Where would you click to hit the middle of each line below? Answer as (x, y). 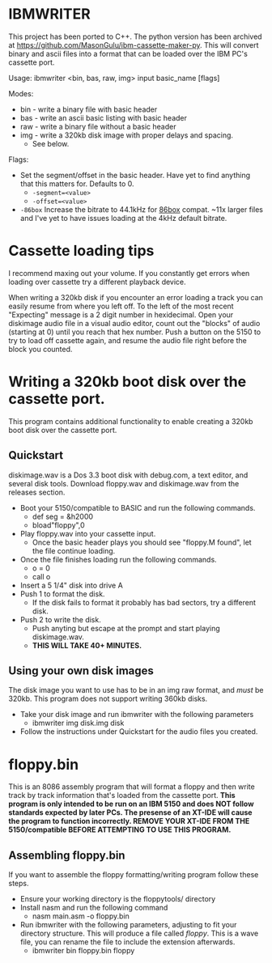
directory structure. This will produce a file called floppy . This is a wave (139, 933)
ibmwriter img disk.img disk (78, 723)
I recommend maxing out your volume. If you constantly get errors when (129, 273)
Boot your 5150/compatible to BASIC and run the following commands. (138, 507)
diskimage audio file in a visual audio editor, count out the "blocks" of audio (134, 323)
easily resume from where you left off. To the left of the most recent (121, 306)
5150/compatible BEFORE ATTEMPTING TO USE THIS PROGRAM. (120, 829)
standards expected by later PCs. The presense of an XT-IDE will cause (130, 812)
